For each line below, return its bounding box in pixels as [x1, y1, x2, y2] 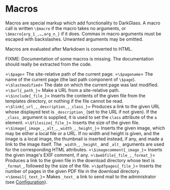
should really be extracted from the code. [5, 61, 92, 67]
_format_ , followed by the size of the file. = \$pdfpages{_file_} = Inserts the [5, 163, 162, 169]
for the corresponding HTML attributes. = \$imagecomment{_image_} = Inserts [5, 146, 162, 152]
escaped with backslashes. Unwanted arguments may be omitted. [5, 36, 144, 42]
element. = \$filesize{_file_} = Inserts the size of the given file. [5, 119, 140, 125]
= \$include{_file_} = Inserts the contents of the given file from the [5, 92, 146, 99]
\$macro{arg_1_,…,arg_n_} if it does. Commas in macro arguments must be [5, 30, 161, 37]
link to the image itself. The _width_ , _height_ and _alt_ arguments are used [5, 141, 164, 147]
